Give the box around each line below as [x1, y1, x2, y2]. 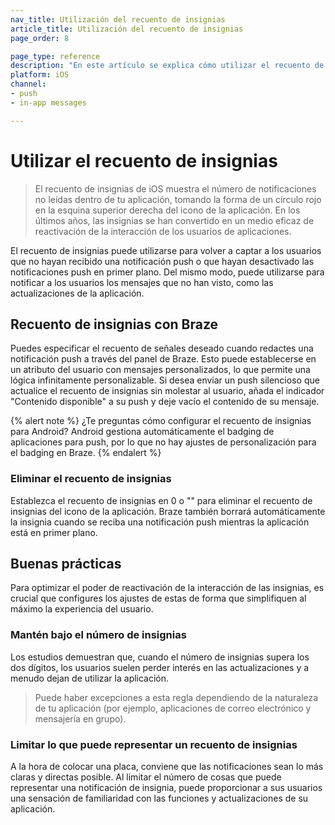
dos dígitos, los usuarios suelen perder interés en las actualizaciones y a [10, 661, 310, 673]
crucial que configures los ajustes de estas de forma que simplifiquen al [10, 592, 307, 605]
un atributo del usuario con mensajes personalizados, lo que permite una [10, 364, 311, 376]
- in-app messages [10, 97, 87, 108]
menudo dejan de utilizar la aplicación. [10, 672, 170, 684]
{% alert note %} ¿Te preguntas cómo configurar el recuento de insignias [10, 415, 312, 427]
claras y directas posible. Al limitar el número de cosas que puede [10, 771, 282, 783]
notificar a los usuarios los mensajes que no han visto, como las [10, 276, 274, 288]
